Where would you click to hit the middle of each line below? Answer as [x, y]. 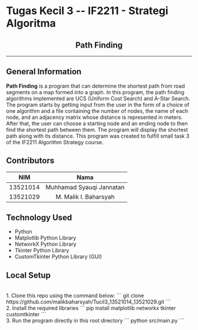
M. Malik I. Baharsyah [85, 196]
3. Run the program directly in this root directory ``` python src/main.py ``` [95, 321]
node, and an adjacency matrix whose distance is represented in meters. [94, 117]
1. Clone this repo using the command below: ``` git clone [75, 296]
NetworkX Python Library [45, 244]
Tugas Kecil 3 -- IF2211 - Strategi [87, 11]
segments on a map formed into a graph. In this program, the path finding [95, 92]
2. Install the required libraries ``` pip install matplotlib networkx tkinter [91, 308]
